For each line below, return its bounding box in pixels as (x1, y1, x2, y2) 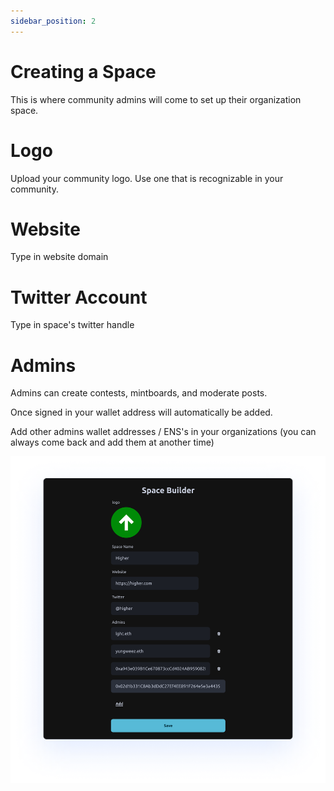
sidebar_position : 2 (10, 16, 97, 26)
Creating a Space (10, 60, 157, 83)
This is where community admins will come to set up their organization (10, 93, 302, 105)
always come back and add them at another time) (10, 436, 215, 449)
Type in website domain (10, 251, 109, 263)
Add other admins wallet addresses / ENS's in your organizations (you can (10, 426, 317, 438)
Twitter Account (10, 286, 148, 309)
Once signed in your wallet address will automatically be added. (10, 406, 273, 419)
